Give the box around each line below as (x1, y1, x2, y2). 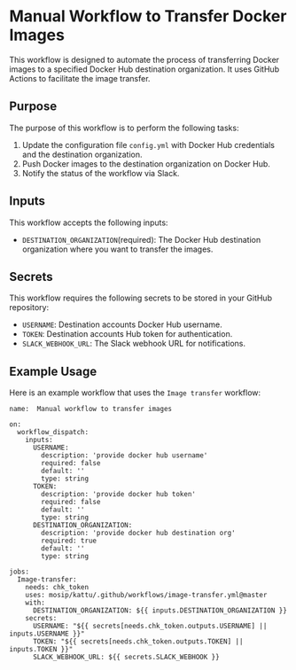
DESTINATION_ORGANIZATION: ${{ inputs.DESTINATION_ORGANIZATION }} (32, 606, 288, 615)
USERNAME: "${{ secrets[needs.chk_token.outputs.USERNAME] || (32, 622, 268, 631)
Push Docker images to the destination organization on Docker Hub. (21, 158, 270, 169)
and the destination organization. (21, 149, 144, 160)
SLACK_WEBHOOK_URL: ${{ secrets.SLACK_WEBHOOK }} (32, 653, 220, 662)
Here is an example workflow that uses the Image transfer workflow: (9, 387, 261, 398)
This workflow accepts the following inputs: (9, 217, 168, 228)
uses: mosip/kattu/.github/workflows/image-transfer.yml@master (25, 591, 268, 600)
